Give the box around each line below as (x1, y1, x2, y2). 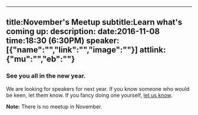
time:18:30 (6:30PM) (6, 36, 85, 46)
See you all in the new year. (6, 72, 86, 80)
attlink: (139, 45, 166, 55)
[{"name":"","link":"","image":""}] (6, 45, 138, 55)
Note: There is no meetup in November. (6, 103, 103, 110)
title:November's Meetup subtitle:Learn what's (6, 17, 183, 27)
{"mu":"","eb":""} (6, 54, 75, 64)
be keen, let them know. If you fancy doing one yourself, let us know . (6, 91, 173, 98)
